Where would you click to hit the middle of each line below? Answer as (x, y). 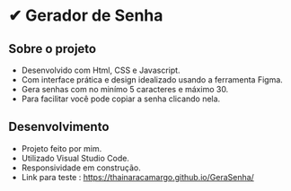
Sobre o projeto (52, 49)
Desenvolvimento (59, 127)
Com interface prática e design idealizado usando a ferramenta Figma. (152, 80)
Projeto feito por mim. (62, 148)
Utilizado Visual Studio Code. (75, 158)
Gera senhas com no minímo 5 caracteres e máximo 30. (125, 89)
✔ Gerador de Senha (86, 16)
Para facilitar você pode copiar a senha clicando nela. (121, 99)
